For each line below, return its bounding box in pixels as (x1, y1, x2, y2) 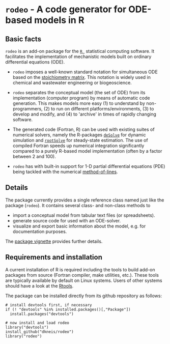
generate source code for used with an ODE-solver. (12, 217, 121, 223)
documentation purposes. (12, 228, 67, 235)
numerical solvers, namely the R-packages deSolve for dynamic (12, 132, 146, 138)
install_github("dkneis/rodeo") (5, 329, 74, 334)
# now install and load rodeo (5, 320, 70, 325)
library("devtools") (5, 325, 49, 330)
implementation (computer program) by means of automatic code (12, 95, 150, 101)
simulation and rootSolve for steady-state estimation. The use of (12, 137, 149, 143)
